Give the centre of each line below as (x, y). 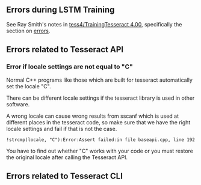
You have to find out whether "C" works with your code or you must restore (100, 151)
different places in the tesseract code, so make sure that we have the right (98, 122)
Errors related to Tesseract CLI (65, 176)
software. (18, 104)
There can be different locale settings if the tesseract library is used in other (100, 98)
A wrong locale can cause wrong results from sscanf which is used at (93, 116)
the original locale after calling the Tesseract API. (67, 157)
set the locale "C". (29, 86)
